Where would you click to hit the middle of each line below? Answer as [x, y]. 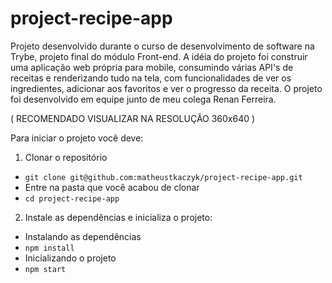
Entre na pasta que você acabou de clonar [112, 187]
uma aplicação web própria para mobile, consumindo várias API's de [152, 67]
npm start [45, 269]
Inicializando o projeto [70, 258]
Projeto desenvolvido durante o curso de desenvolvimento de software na [162, 46]
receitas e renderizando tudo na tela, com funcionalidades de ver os [151, 78]
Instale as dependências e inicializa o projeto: [118, 217]
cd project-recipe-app [72, 198]
